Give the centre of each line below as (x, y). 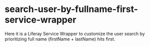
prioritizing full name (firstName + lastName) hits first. (60, 39)
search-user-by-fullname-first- (71, 9)
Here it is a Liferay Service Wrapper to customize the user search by (75, 33)
